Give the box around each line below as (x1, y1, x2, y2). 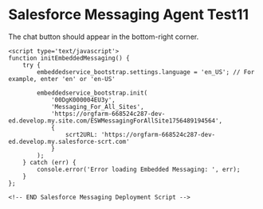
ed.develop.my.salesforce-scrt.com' (8, 137, 130, 145)
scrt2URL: (65, 130, 98, 138)
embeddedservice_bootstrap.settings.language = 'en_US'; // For (37, 68, 255, 76)
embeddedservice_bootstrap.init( (37, 89, 148, 97)
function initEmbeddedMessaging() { (8, 54, 130, 62)
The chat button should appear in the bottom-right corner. (8, 32, 199, 41)
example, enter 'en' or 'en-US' (8, 75, 116, 83)
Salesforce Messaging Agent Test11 (8, 6, 249, 24)
